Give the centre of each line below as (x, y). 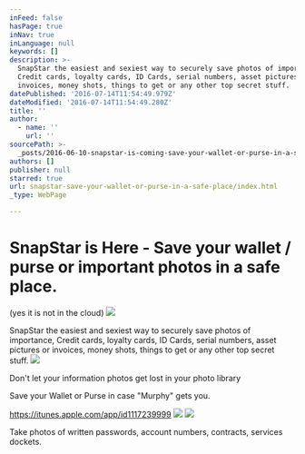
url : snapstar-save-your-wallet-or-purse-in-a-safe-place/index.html (144, 187)
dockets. (26, 441)
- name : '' (38, 128)
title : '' (28, 111)
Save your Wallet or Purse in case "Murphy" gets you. (110, 395)
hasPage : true (36, 26)
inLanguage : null (42, 43)
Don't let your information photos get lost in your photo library (125, 378)
